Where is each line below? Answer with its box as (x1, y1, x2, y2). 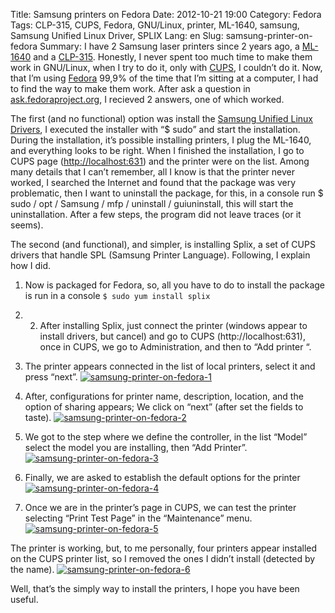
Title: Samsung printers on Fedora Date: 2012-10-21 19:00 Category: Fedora (10, 9, 322, 20)
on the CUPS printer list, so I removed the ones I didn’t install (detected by (10, 553, 316, 564)
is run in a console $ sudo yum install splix (24, 290, 211, 301)
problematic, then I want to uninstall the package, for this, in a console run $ (10, 187, 324, 199)
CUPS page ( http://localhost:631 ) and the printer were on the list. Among (10, 155, 310, 167)
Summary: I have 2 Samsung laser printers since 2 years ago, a (39, 40, 300, 52)
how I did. (10, 260, 52, 271)
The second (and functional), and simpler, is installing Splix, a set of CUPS (10, 239, 316, 250)
